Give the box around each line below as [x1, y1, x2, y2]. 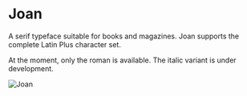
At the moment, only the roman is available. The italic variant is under [8, 55, 237, 65]
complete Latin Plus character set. [8, 39, 122, 49]
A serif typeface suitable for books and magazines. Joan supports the [8, 31, 240, 41]
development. [8, 63, 54, 73]
